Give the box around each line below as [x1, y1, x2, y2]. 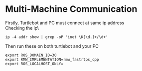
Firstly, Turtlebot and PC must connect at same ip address [5, 20, 125, 26]
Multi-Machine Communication [5, 3, 138, 15]
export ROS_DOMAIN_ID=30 [5, 53, 57, 58]
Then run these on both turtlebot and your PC [5, 43, 99, 49]
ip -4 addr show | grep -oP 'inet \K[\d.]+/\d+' [5, 35, 108, 39]
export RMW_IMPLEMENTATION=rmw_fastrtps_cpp [5, 57, 99, 62]
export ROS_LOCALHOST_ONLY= [5, 61, 64, 66]
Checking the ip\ [5, 25, 39, 31]
